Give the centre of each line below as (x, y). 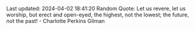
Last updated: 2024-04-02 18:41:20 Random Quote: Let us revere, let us (96, 9)
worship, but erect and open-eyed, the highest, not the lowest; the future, (97, 15)
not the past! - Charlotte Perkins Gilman (56, 21)
